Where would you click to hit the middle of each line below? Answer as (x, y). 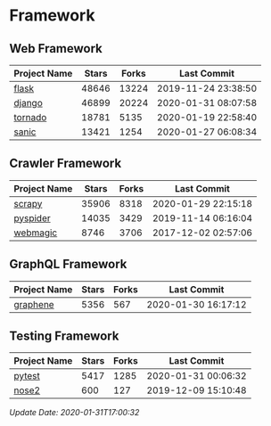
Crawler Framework (66, 164)
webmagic (36, 233)
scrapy (28, 203)
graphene (34, 304)
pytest (27, 376)
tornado (30, 117)
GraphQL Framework (68, 264)
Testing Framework (64, 336)
